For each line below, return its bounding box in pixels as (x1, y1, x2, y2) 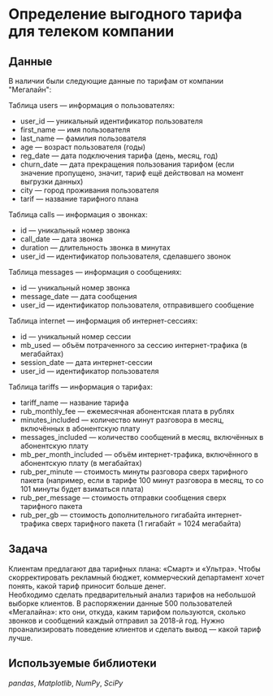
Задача (8, 542, 48, 556)
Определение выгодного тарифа (8, 5, 242, 24)
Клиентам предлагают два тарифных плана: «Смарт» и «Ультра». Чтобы (8, 563, 262, 573)
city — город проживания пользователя (19, 185, 159, 195)
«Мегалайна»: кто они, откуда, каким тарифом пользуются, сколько (8, 607, 246, 616)
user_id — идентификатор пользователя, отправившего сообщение (19, 300, 254, 310)
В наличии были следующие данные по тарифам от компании (8, 76, 223, 85)
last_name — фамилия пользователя (19, 133, 146, 143)
